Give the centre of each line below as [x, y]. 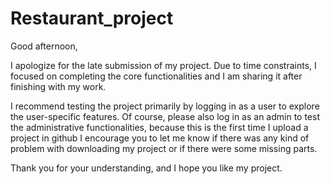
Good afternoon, [44, 46]
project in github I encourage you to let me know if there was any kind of [160, 138]
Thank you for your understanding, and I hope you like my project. [146, 168]
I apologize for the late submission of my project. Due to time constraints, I [163, 65]
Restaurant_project [92, 18]
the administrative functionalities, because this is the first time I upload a [159, 127]
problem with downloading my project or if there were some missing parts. [164, 148]
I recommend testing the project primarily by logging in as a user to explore [165, 106]
